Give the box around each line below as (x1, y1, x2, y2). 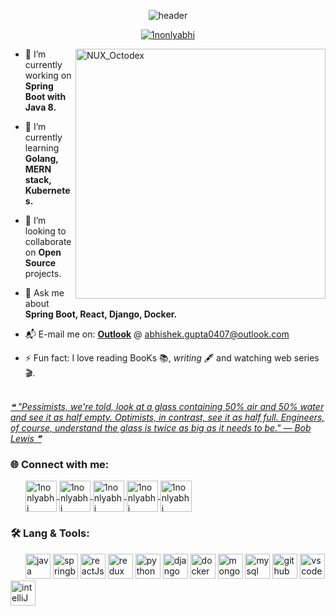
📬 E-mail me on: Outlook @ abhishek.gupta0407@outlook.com (24, 328, 290, 340)
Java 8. (24, 101, 57, 113)
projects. (24, 268, 62, 279)
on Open (24, 246, 62, 258)
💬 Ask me (24, 287, 65, 299)
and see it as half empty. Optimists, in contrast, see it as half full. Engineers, (10, 411, 325, 423)
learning (24, 142, 60, 154)
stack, (24, 174, 52, 185)
